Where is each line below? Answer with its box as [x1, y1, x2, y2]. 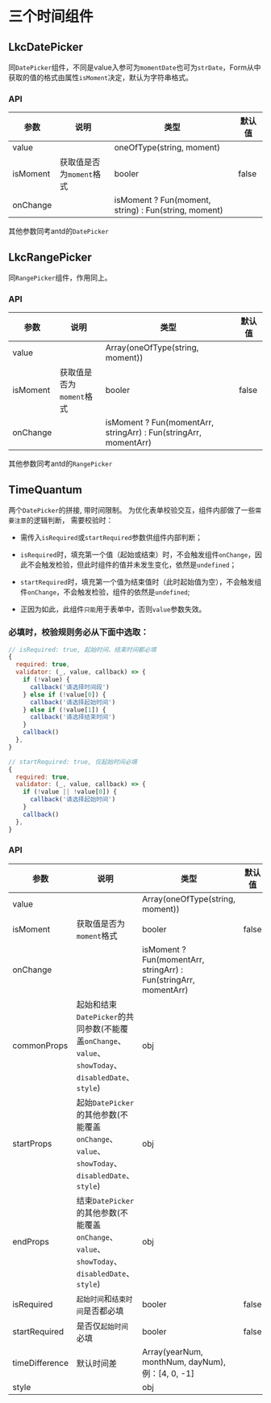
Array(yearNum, [142, 1346, 203, 1357]
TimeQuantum [8, 483, 82, 497]
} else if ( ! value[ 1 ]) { [23, 705, 106, 714]
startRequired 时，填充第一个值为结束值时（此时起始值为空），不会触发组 [19, 577, 262, 587]
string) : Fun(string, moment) [114, 205, 223, 216]
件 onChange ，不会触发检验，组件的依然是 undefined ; [19, 587, 190, 597]
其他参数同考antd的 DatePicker [8, 226, 109, 236]
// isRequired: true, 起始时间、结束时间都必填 [8, 645, 157, 653]
